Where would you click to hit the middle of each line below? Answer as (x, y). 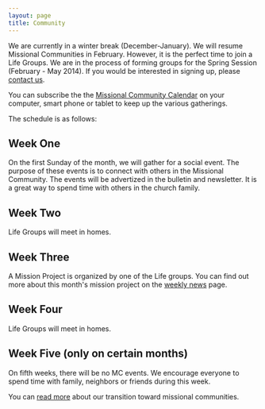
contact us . (27, 79)
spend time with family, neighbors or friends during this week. (109, 381)
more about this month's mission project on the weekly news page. (118, 284)
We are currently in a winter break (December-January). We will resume (126, 45)
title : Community (37, 23)
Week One (35, 143)
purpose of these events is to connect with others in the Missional (116, 171)
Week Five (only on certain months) (98, 354)
